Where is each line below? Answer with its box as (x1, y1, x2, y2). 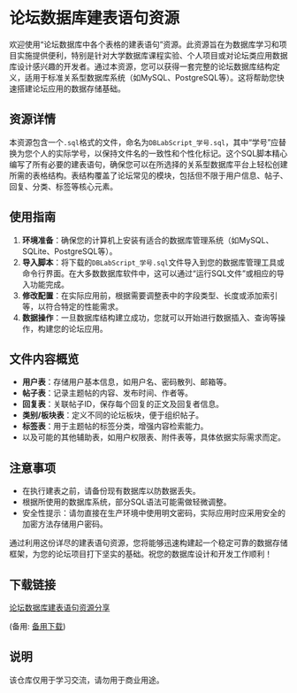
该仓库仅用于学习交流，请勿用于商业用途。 (9, 674, 164, 685)
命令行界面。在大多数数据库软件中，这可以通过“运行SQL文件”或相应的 (21, 267, 277, 279)
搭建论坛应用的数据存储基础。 (16, 83, 126, 94)
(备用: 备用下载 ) (9, 621, 66, 631)
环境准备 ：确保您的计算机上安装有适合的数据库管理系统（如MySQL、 (21, 235, 274, 245)
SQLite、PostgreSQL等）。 (21, 245, 118, 257)
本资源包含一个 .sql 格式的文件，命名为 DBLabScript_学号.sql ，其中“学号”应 (9, 136, 279, 147)
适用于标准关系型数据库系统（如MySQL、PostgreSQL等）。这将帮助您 (24, 72, 277, 82)
